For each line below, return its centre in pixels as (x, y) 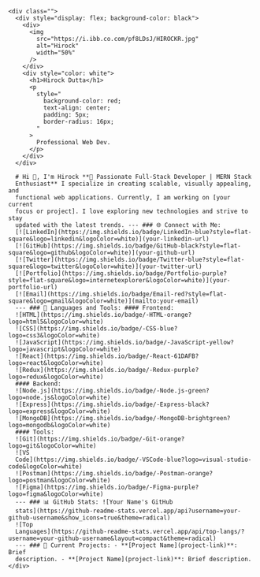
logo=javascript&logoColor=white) (65, 349)
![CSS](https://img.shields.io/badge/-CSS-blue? (97, 329)
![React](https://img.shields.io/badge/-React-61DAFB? (107, 356)
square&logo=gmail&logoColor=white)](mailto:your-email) (104, 301)
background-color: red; (82, 101)
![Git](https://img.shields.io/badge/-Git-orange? (100, 439)
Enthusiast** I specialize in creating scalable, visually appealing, (134, 184)
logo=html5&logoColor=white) (56, 322)
